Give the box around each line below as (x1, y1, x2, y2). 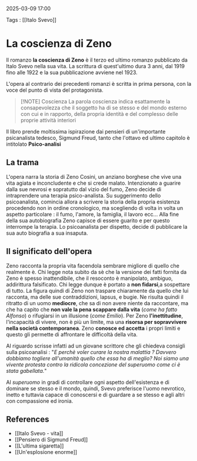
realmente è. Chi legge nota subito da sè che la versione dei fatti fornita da (6, 268, 187, 275)
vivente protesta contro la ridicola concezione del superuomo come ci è (6, 361, 181, 368)
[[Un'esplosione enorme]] (14, 449, 78, 456)
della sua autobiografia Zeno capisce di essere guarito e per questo (6, 217, 170, 224)
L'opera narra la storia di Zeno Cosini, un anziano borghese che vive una (6, 173, 182, 180)
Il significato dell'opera (6, 246, 92, 256)
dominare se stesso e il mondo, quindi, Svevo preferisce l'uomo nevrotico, (6, 385, 186, 392)
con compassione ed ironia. (6, 397, 74, 405)
